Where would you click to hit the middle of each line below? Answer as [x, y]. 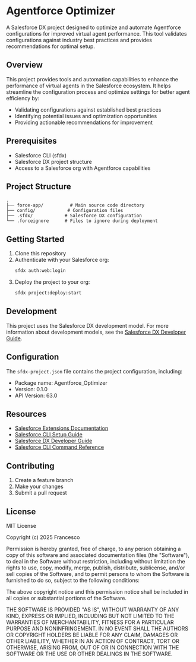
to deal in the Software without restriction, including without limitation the [96, 561]
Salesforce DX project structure [53, 161]
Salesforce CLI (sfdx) [41, 155]
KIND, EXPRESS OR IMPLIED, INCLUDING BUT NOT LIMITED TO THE [90, 616]
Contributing [30, 466]
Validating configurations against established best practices [88, 110]
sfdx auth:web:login [40, 271]
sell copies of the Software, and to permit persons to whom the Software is [98, 574]
